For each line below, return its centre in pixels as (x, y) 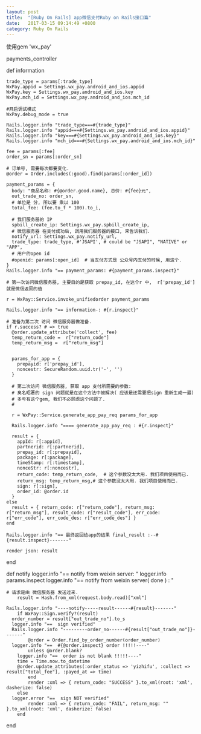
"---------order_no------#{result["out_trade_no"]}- (128, 630)
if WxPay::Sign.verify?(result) (58, 614)
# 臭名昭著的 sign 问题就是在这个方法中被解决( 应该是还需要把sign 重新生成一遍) (103, 393)
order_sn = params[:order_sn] (44, 157)
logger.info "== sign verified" (54, 624)
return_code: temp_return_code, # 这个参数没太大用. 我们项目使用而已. (103, 475)
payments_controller (32, 59)
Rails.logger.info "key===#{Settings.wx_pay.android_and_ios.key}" (93, 136)
